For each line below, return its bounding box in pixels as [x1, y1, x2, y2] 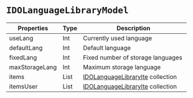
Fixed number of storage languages [83, 53, 183, 61]
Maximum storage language [83, 63, 162, 71]
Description [116, 24, 150, 32]
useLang [9, 34, 34, 42]
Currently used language [83, 34, 153, 42]
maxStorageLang [9, 63, 58, 71]
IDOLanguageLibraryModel [6, 5, 129, 16]
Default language [83, 43, 131, 52]
